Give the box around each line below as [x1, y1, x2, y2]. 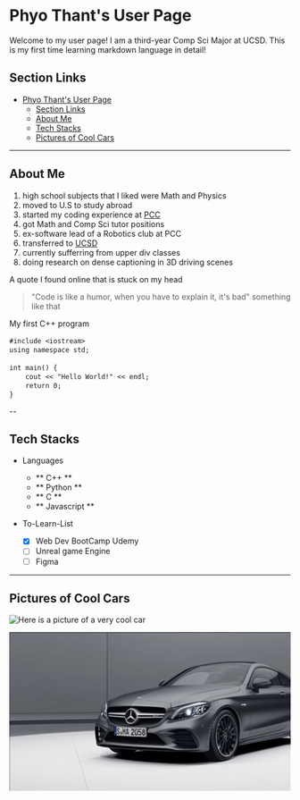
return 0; [25, 381, 62, 390]
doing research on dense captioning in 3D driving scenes [21, 257, 234, 267]
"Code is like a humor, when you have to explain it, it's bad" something [30, 291, 291, 302]
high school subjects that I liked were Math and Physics [21, 189, 227, 201]
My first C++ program [9, 318, 89, 329]
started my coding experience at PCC [21, 209, 161, 220]
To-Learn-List [21, 518, 74, 529]
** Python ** [35, 482, 83, 493]
